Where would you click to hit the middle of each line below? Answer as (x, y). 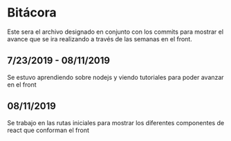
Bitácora (32, 13)
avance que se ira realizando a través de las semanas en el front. (100, 39)
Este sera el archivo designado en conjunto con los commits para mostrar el (115, 32)
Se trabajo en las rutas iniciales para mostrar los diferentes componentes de (116, 122)
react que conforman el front (48, 130)
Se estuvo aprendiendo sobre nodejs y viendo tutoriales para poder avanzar (115, 77)
